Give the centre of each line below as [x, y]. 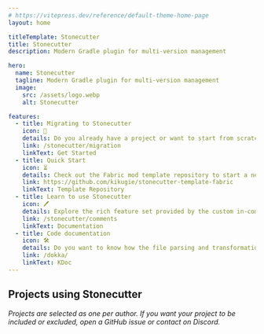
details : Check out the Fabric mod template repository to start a [135, 175]
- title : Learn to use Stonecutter [73, 197]
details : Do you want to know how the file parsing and [116, 248]
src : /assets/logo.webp [61, 95]
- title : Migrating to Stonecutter [73, 124]
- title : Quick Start [51, 160]
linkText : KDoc [47, 262]
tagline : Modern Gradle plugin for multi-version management [117, 80]
